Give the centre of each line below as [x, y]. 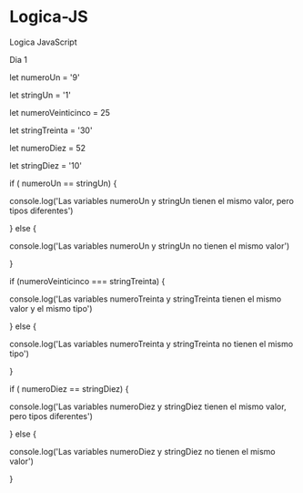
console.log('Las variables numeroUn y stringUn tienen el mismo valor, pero [151, 200]
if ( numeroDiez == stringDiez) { [69, 388]
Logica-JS [49, 17]
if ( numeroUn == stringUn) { [63, 183]
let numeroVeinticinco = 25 [60, 112]
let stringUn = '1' [40, 95]
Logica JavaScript [43, 42]
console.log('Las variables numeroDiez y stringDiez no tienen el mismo [142, 451]
